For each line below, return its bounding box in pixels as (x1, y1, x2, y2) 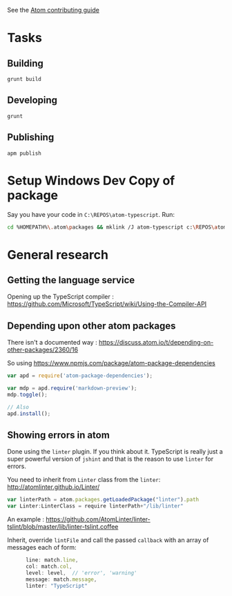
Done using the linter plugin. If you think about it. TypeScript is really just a (7, 448, 223, 456)
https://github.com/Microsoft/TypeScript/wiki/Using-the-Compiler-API (7, 300, 207, 308)
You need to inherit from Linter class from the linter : (7, 476, 161, 484)
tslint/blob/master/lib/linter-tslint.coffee (7, 523, 119, 531)
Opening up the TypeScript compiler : (7, 293, 114, 301)
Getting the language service (7, 274, 135, 286)
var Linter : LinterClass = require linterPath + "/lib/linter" (7, 503, 184, 510)
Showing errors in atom (7, 430, 110, 441)
